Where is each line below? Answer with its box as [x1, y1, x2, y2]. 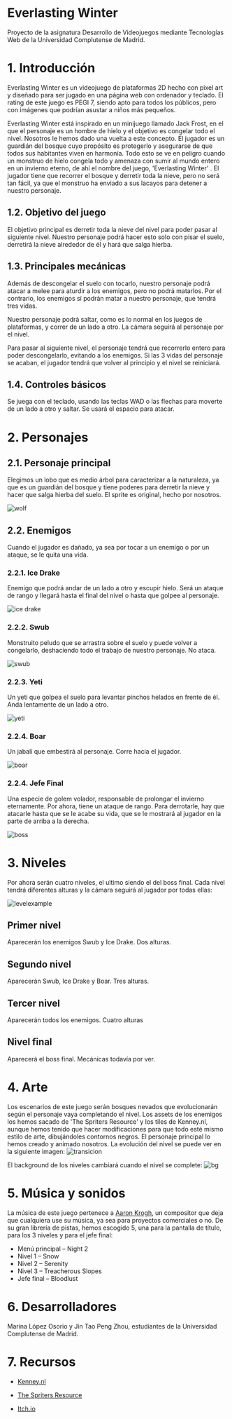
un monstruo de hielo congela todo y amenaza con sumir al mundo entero [7, 156, 220, 165]
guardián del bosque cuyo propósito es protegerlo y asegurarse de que [7, 142, 213, 150]
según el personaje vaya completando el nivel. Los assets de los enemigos [7, 1110, 222, 1118]
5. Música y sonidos [7, 1185, 126, 1201]
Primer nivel [7, 919, 61, 931]
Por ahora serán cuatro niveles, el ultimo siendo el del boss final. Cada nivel [7, 878, 226, 886]
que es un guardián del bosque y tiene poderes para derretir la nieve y [7, 483, 210, 491]
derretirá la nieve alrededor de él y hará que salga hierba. [7, 240, 173, 248]
